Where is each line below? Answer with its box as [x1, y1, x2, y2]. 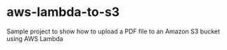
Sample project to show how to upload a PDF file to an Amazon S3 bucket [6, 27, 221, 35]
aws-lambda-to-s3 [6, 4, 120, 20]
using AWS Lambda [6, 34, 64, 42]
